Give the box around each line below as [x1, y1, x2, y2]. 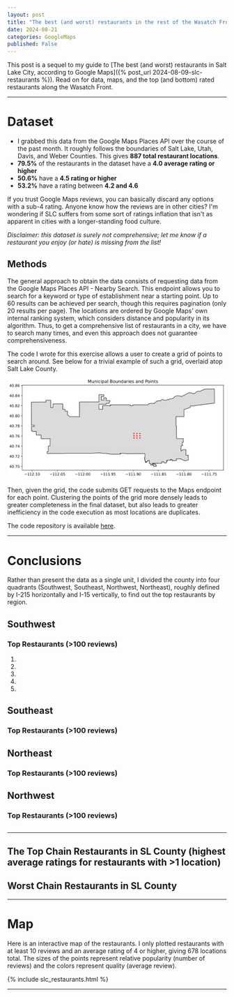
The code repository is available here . [7, 522, 116, 530]
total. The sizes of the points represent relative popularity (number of [7, 954, 205, 962]
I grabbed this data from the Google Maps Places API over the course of [17, 137, 225, 146]
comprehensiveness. [7, 336, 68, 345]
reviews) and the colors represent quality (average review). [7, 961, 177, 970]
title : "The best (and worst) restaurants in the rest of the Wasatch [7, 18, 217, 26]
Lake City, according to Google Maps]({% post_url [7, 68, 151, 77]
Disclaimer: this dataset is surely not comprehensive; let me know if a [7, 231, 208, 239]
